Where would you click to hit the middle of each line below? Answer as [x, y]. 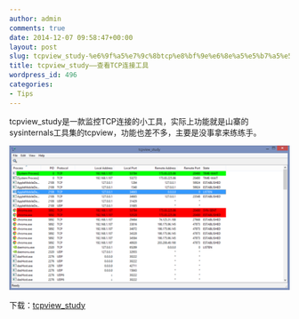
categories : [31, 84]
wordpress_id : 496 [43, 76]
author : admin [36, 19]
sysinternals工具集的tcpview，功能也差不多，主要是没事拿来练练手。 [135, 132]
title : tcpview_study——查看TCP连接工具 [79, 66]
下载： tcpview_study [48, 305]
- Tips [21, 93]
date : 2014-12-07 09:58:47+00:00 [71, 37]
